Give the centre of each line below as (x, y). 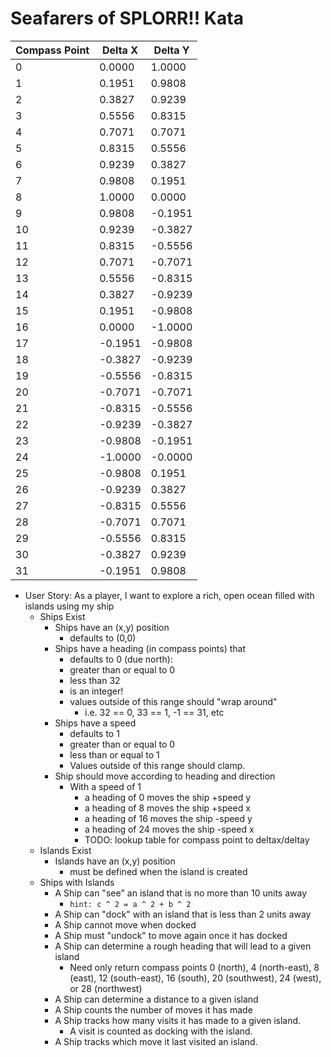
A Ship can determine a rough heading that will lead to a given (183, 946)
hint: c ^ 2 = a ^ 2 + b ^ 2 (130, 904)
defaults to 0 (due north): (121, 659)
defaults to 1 (94, 733)
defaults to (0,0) (103, 638)
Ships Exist (62, 616)
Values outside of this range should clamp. (157, 765)
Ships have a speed (95, 723)
